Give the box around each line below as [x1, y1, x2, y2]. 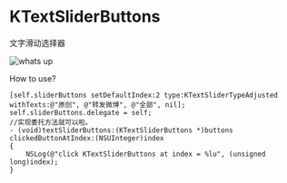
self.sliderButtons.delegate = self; [9, 108, 153, 117]
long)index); [9, 157, 59, 167]
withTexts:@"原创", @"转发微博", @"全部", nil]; [9, 100, 186, 110]
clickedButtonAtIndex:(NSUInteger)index [9, 133, 165, 142]
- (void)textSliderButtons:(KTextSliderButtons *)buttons [9, 125, 233, 135]
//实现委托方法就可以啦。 [9, 118, 93, 127]
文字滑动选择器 [9, 37, 65, 48]
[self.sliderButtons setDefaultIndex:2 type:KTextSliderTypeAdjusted [9, 91, 279, 100]
